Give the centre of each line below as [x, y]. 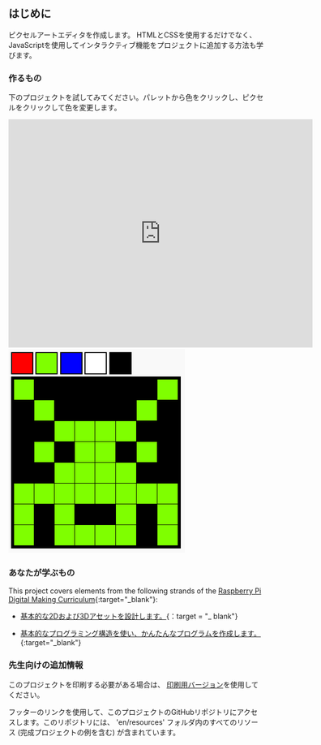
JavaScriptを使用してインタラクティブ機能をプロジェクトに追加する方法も [133, 45]
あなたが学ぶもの [42, 573]
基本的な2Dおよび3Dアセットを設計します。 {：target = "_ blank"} [129, 616]
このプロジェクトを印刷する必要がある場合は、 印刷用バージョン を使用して [134, 684]
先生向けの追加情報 [46, 665]
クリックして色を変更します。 [72, 108]
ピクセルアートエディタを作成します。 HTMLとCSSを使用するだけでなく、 [133, 35]
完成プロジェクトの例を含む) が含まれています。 [100, 732]
